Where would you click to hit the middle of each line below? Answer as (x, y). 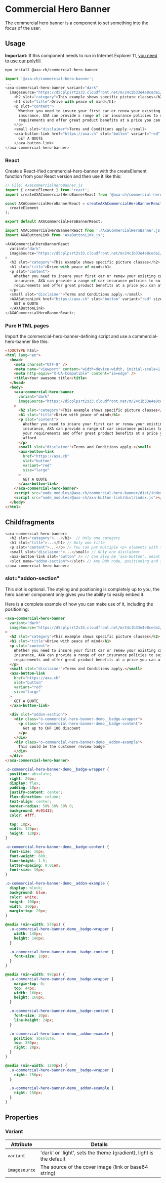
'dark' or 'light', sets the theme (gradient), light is (97, 1152)
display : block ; (26, 888)
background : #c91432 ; (32, 811)
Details (99, 1144)
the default (53, 1159)
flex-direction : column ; (35, 797)
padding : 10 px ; (25, 788)
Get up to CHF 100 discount (52, 728)
